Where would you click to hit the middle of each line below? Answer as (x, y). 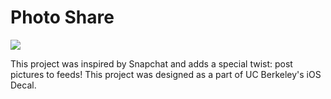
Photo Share (62, 17)
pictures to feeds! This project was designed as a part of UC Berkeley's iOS (166, 74)
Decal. (23, 85)
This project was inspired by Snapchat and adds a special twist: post (151, 63)
